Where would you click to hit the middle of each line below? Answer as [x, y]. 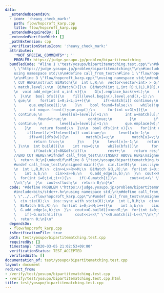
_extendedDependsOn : [30, 14]
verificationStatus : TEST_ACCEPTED [46, 251]
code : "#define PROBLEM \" [37, 187]
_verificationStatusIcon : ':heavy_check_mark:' [59, 46]
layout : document [23, 265]
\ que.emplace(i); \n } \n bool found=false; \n [73, 105]
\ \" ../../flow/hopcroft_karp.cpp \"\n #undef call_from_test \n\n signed [87, 196]
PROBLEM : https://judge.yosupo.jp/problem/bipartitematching [77, 60]
